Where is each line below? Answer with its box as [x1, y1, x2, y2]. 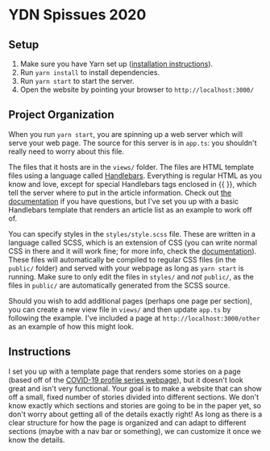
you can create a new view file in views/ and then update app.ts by [8, 304, 231, 314]
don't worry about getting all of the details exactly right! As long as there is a [8, 409, 263, 419]
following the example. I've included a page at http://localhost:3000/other [8, 312, 260, 323]
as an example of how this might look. [8, 321, 135, 331]
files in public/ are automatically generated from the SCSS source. [8, 280, 231, 290]
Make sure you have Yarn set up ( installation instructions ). [19, 59, 214, 68]
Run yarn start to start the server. [19, 77, 135, 85]
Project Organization [8, 108, 114, 122]
